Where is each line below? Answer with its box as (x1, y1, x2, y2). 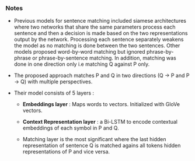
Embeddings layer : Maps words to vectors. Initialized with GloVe (22, 101, 180, 108)
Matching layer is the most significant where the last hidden (22, 136, 167, 143)
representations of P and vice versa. (22, 148, 110, 155)
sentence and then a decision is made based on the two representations (13, 30, 188, 37)
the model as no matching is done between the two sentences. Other (13, 42, 180, 49)
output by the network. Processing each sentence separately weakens (13, 36, 184, 43)
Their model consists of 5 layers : (13, 89, 95, 97)
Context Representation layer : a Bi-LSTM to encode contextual (22, 118, 178, 125)
